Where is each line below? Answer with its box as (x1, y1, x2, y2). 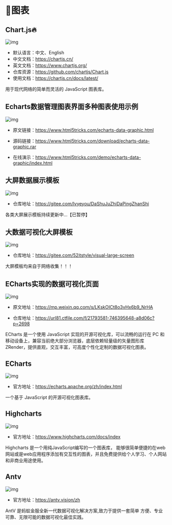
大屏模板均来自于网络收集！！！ (5, 263, 73, 269)
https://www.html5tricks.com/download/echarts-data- (35, 138, 150, 144)
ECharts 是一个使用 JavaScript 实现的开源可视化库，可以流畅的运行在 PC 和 (5, 331, 165, 338)
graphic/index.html (12, 160, 53, 166)
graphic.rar (12, 143, 37, 150)
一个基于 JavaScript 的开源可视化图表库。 (5, 394, 94, 401)
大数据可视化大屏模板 (5, 228, 73, 237)
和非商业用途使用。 (5, 457, 46, 464)
